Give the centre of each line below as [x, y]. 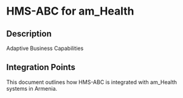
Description [29, 34]
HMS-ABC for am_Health [70, 11]
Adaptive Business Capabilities [45, 48]
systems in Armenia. [32, 88]
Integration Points [41, 67]
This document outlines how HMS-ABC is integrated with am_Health [92, 82]
